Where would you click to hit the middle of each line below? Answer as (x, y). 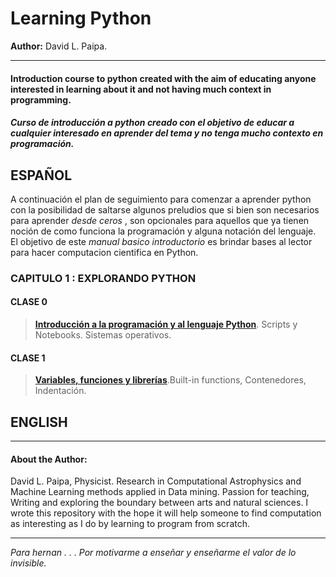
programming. (41, 99)
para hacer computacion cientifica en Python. (104, 252)
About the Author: (49, 459)
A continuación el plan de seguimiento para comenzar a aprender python (161, 199)
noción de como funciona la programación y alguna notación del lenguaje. (163, 231)
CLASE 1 (28, 358)
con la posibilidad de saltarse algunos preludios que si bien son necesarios (165, 209)
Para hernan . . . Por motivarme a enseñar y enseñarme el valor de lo (153, 553)
